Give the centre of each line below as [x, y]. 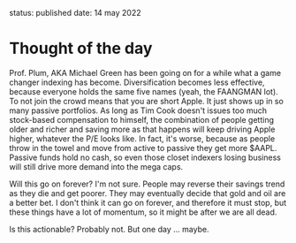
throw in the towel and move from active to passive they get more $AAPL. [143, 148]
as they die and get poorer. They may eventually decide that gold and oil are [148, 193]
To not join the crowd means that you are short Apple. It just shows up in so [147, 101]
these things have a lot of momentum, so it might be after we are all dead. [143, 212]
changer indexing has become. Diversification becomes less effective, [137, 82]
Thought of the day [81, 49]
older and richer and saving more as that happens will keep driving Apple [142, 129]
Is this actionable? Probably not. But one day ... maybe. [109, 229]
